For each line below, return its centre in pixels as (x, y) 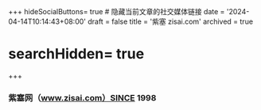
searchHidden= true (76, 54)
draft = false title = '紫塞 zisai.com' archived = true (170, 21)
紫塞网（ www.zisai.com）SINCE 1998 (82, 97)
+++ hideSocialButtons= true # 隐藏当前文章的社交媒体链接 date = (117, 11)
